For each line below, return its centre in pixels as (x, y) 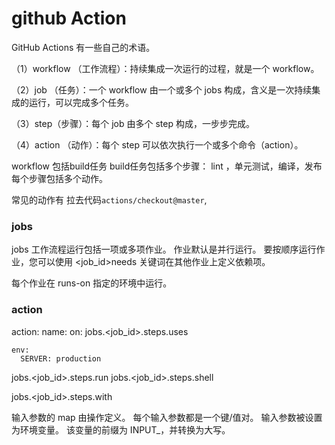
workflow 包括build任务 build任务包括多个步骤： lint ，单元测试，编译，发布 (167, 166)
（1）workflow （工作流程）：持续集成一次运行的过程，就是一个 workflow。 (165, 68)
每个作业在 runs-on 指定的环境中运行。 (92, 283)
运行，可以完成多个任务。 (81, 102)
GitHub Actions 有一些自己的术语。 (83, 47)
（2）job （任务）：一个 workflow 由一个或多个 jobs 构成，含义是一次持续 (162, 89)
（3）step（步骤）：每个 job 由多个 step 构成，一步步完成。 (133, 123)
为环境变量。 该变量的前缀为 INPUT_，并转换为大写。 (121, 429)
